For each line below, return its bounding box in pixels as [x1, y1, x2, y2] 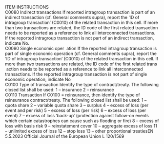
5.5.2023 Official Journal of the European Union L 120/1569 [5, 133, 124, 139]
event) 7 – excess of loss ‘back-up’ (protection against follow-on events [5, 113, 149, 118]
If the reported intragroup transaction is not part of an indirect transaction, [5, 35, 154, 41]
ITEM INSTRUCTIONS [5, 4, 49, 10]
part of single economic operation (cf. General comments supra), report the [5, 51, 157, 56]
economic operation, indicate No [5, 76, 71, 82]
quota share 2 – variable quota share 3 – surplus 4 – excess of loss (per [5, 102, 149, 108]
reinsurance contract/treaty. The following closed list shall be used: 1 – [5, 97, 147, 103]
